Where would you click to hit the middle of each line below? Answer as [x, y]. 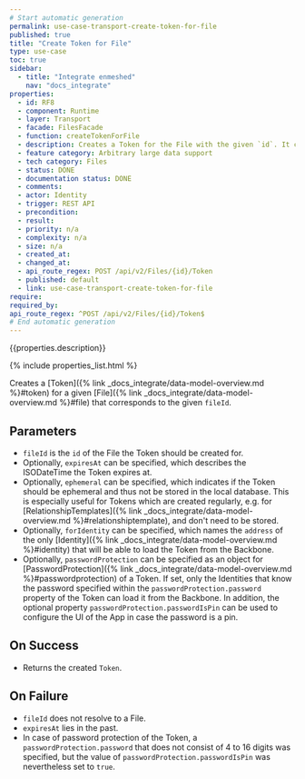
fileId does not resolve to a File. [84, 718]
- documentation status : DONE [74, 178]
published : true [40, 35]
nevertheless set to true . [69, 766]
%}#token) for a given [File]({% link [76, 393]
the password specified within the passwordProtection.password [142, 588]
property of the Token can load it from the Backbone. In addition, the [151, 597]
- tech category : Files [62, 161]
